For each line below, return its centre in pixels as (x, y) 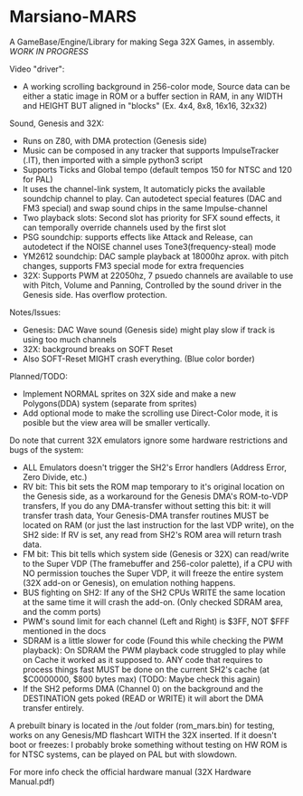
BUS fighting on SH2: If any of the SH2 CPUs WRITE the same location (154, 592)
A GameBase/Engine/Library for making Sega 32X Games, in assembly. (142, 42)
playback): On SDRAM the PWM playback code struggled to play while (154, 650)
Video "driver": (37, 69)
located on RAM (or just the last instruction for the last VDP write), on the (158, 525)
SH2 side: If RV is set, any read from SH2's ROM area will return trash (152, 534)
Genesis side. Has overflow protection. (95, 294)
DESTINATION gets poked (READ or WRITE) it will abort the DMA (143, 698)
